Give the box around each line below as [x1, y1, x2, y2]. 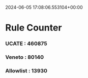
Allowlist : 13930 [5, 67, 47, 74]
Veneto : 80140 [5, 54, 44, 61]
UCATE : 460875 [5, 40, 47, 47]
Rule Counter [5, 22, 62, 33]
